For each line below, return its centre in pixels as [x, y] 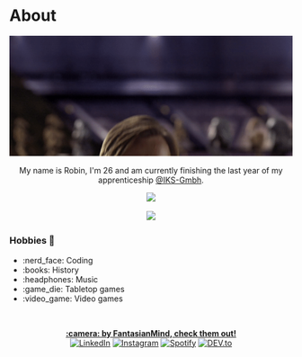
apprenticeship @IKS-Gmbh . [151, 180]
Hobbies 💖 [32, 241]
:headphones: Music [60, 279]
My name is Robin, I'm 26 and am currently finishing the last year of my [151, 171]
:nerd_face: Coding [58, 260]
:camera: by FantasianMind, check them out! [151, 333]
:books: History [50, 270]
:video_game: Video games [72, 299]
